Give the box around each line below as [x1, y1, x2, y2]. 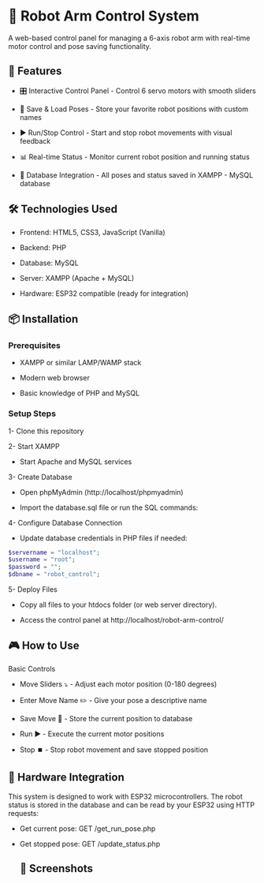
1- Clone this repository [8, 426, 84, 436]
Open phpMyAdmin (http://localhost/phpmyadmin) [19, 487, 184, 496]
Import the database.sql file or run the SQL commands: [19, 503, 199, 512]
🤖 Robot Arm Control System [8, 7, 199, 25]
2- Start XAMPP [8, 441, 61, 451]
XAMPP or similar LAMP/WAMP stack [19, 358, 142, 368]
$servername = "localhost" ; [8, 548, 101, 556]
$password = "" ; [8, 563, 61, 571]
